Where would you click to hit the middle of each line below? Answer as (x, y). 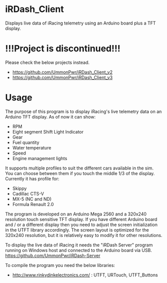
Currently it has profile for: (32, 178)
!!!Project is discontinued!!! (63, 49)
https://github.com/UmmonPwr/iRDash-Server (53, 255)
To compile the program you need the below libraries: (60, 265)
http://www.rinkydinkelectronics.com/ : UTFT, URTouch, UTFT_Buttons (85, 275)
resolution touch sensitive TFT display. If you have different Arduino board (81, 219)
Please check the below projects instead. (47, 62)
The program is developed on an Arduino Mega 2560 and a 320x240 (76, 214)
